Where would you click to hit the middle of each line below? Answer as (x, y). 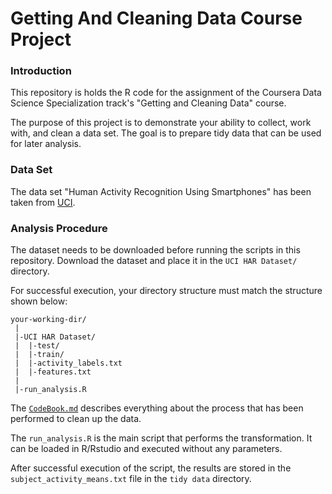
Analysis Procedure (59, 228)
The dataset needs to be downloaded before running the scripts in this (155, 250)
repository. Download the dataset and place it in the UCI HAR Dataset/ (154, 261)
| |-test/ (37, 346)
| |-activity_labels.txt (68, 363)
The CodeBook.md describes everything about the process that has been (157, 408)
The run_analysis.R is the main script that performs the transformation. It (161, 438)
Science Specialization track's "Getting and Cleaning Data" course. (148, 103)
